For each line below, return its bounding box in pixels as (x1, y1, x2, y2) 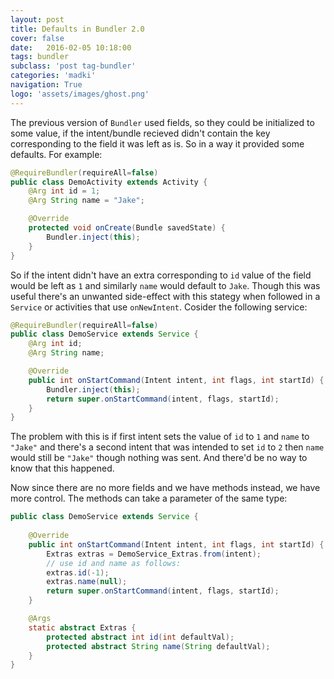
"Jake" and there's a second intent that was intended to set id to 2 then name (10, 441, 325, 453)
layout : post (10, 14, 65, 25)
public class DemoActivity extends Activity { (10, 177, 208, 187)
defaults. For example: (10, 148, 103, 160)
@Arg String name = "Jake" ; (28, 196, 145, 206)
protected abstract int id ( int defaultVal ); (46, 632, 235, 642)
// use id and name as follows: (46, 558, 182, 568)
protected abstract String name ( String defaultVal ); (46, 641, 271, 651)
